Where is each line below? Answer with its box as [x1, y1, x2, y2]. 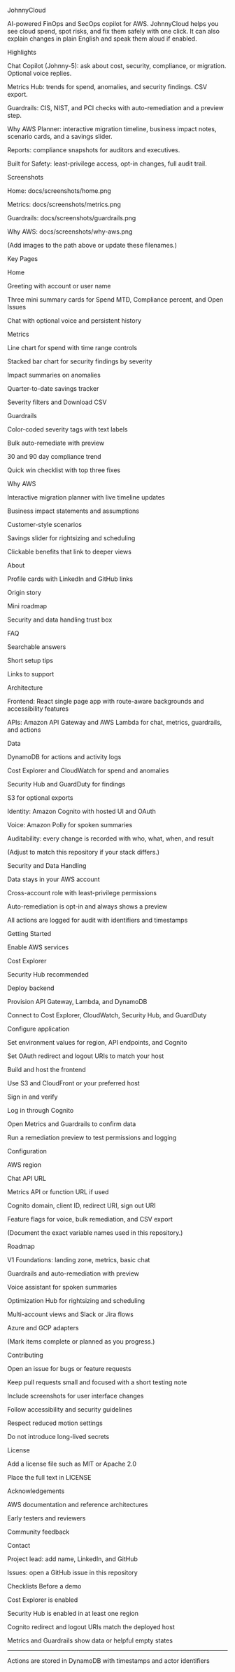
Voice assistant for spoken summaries [7, 1283, 117, 1291]
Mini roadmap [7, 602, 48, 610]
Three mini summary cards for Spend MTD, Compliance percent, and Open [7, 295, 224, 304]
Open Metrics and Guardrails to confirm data [7, 1120, 136, 1128]
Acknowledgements [7, 1487, 65, 1495]
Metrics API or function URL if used [7, 1188, 109, 1196]
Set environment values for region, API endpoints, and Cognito [7, 1038, 187, 1046]
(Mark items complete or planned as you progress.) [7, 1337, 155, 1346]
